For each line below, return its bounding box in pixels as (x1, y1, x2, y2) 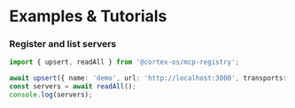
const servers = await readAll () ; (9, 82, 137, 91)
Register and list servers (9, 38, 117, 50)
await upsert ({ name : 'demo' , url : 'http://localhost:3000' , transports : (9, 73, 288, 83)
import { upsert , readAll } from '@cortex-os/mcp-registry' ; (9, 58, 240, 67)
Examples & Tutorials (9, 6, 167, 27)
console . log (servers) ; (9, 90, 93, 99)
